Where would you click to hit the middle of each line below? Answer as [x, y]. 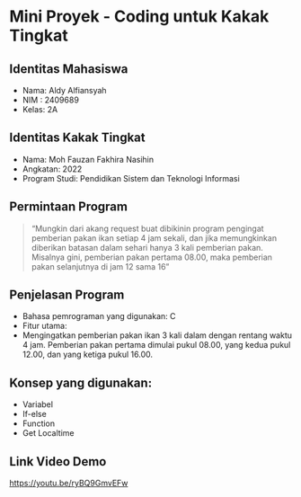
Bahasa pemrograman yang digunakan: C [99, 316]
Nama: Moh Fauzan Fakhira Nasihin [88, 159]
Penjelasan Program [67, 295]
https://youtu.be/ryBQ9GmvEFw [69, 484]
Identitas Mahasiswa [69, 69]
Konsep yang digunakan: [81, 382]
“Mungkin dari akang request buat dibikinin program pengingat [147, 228]
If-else [34, 414]
